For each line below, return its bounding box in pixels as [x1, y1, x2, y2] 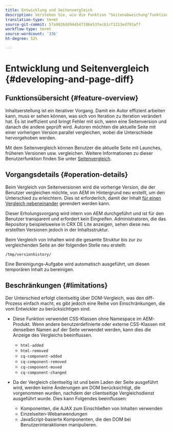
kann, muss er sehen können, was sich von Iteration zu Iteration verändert [5, 113, 162, 119]
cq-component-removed [20, 359, 67, 364]
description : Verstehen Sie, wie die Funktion [5, 12, 106, 17]
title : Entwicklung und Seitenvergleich [5, 7, 93, 13]
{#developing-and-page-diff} [5, 74, 134, 85]
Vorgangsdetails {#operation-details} [5, 170, 128, 179]
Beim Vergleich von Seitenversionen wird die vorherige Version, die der [5, 184, 156, 190]
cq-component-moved [20, 364, 62, 369]
